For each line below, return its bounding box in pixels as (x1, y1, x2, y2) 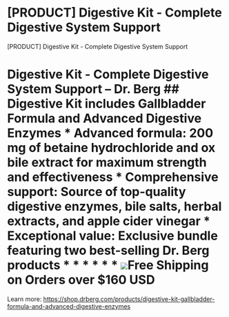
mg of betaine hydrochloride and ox (7, 140, 216, 156)
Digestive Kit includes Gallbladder (7, 96, 206, 112)
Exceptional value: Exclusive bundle (7, 228, 219, 244)
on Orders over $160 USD (7, 272, 155, 288)
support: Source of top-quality (7, 184, 186, 200)
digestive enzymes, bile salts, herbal (7, 199, 222, 215)
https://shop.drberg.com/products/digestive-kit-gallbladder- (43, 295, 215, 303)
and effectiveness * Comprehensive (7, 169, 219, 185)
